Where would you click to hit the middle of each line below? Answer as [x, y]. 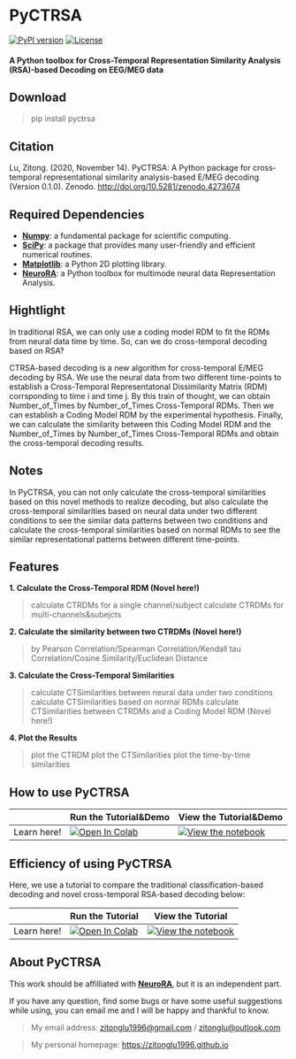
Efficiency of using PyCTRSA [91, 863]
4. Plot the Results [43, 738]
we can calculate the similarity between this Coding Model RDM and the [140, 424]
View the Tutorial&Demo [231, 817]
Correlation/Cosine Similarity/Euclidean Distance [119, 658]
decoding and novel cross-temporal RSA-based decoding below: [127, 894]
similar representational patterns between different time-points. [125, 539]
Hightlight [37, 311]
